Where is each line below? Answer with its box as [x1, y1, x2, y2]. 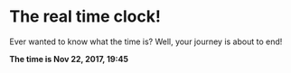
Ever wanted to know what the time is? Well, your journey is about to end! [9, 36, 283, 47]
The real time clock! [9, 6, 161, 27]
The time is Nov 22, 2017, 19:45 [9, 53, 129, 64]
